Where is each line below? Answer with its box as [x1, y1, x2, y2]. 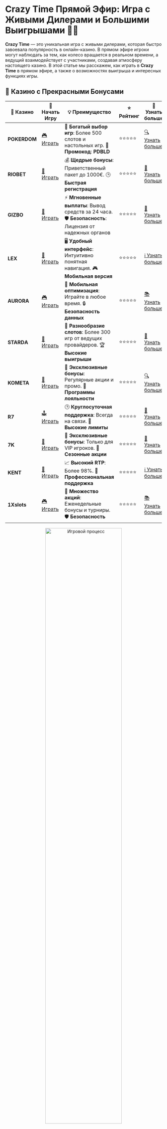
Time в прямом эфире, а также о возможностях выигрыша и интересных [5, 67, 162, 73]
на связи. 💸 [64, 417, 92, 424]
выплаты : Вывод [64, 202, 106, 209]
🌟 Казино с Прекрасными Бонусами [5, 87, 124, 96]
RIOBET [7, 171, 26, 178]
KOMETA [7, 379, 30, 386]
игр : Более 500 [64, 129, 102, 136]
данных [64, 314, 84, 321]
